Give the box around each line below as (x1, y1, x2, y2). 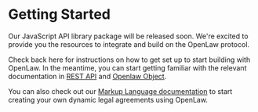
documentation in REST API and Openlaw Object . (8, 71, 167, 81)
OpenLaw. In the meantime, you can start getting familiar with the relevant (8, 63, 247, 72)
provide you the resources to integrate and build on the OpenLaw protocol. (8, 39, 249, 49)
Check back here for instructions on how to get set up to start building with (8, 55, 251, 64)
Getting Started (8, 5, 111, 23)
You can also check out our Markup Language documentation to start (8, 86, 233, 96)
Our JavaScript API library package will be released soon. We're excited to (8, 31, 249, 41)
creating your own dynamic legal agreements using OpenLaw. (8, 95, 208, 104)
